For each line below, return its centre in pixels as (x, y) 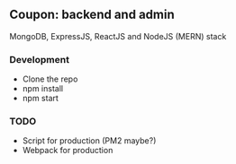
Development (40, 59)
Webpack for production (68, 151)
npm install (43, 89)
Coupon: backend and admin (92, 15)
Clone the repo (50, 79)
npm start (40, 99)
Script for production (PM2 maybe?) (89, 141)
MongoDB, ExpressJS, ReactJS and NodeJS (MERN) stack (118, 36)
